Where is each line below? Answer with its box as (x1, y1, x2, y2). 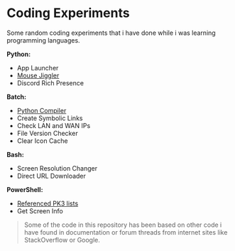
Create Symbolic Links (16, 114, 83, 122)
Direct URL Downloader (16, 171, 87, 180)
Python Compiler (16, 106, 67, 114)
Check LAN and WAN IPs (16, 121, 91, 129)
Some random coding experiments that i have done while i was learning (6, 28, 216, 37)
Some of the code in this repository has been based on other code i (23, 220, 222, 229)
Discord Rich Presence (16, 78, 84, 87)
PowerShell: (6, 185, 43, 193)
